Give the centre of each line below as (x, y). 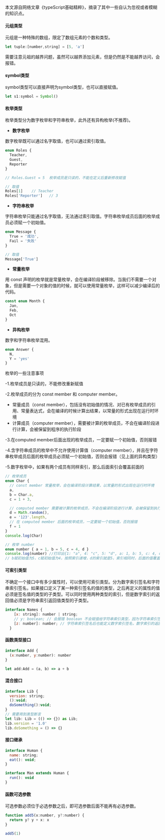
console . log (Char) (24, 536)
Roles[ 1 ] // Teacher (29, 191)
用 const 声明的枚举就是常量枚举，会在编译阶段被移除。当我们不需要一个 (79, 280)
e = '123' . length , (28, 517)
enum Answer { (20, 349)
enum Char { (17, 481)
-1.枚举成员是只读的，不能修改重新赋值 (44, 384)
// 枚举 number (20, 545)
